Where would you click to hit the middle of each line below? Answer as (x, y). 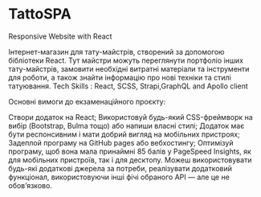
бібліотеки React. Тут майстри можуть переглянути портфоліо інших (126, 60)
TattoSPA (40, 14)
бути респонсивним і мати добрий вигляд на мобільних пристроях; (124, 134)
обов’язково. (30, 185)
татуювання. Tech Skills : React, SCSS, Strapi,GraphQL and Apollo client (128, 86)
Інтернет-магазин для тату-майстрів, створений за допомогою (116, 51)
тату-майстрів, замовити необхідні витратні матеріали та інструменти (129, 68)
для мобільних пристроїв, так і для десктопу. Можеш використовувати (130, 160)
